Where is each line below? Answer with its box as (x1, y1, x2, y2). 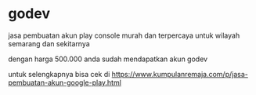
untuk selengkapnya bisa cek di (8, 69, 110, 79)
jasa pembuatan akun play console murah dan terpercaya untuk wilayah (8, 31, 240, 40)
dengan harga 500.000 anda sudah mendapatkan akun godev (8, 54, 208, 64)
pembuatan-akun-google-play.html (8, 78, 121, 87)
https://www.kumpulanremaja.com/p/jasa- (111, 69, 248, 79)
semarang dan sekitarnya (8, 38, 90, 48)
